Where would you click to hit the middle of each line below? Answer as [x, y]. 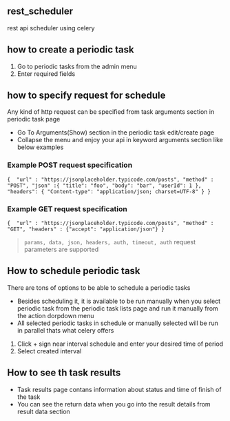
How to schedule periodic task [74, 271]
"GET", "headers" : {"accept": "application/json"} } [86, 229]
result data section [43, 411]
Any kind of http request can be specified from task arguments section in [111, 112]
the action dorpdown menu [55, 315]
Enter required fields [46, 74]
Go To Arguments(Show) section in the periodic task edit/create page [116, 133]
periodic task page [34, 119]
